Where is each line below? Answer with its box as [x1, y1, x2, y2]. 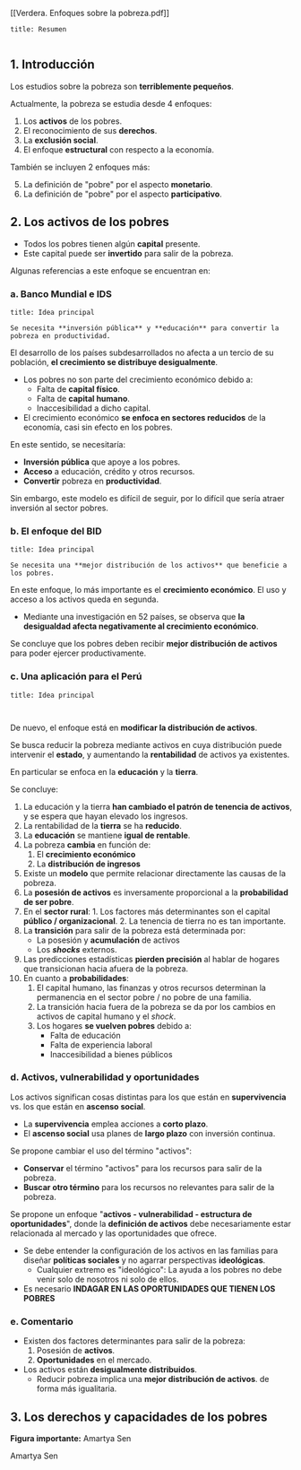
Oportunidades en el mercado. [36, 1354, 152, 1366]
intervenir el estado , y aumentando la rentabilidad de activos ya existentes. [10, 749, 290, 760]
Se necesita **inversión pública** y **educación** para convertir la [10, 323, 279, 333]
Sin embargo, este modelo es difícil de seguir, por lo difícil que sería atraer [10, 492, 285, 503]
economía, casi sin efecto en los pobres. [22, 422, 173, 432]
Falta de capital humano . [36, 393, 131, 404]
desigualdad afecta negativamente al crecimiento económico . [22, 621, 259, 631]
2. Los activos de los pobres [10, 214, 169, 230]
